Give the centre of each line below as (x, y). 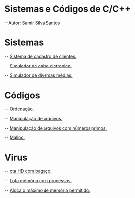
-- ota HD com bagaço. (28, 171)
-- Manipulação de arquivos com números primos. (56, 128)
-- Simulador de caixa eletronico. (38, 66)
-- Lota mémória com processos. (38, 180)
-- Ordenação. (19, 109)
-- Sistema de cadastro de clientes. (41, 56)
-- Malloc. (15, 137)
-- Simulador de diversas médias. (39, 75)
